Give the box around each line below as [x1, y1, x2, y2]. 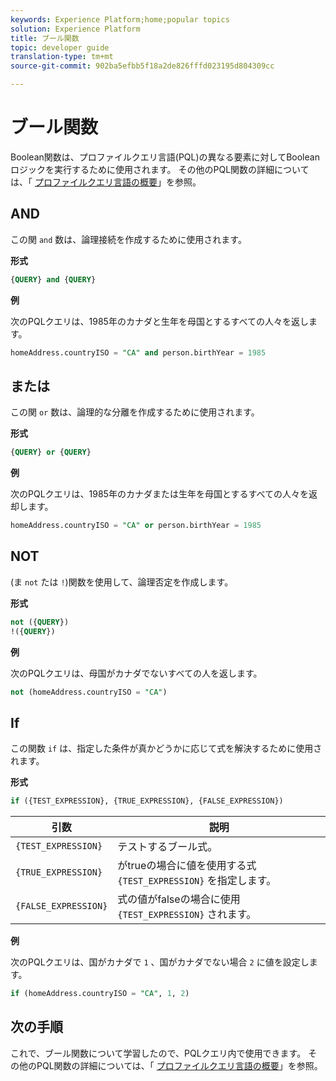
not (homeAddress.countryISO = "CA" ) [10, 687, 168, 697]
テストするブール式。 [117, 840, 218, 854]
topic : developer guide [10, 42, 110, 53]
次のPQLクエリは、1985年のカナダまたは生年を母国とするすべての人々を [10, 488, 309, 500]
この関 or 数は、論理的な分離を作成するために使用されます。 [10, 406, 260, 418]
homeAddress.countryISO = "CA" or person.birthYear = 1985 [10, 521, 262, 531]
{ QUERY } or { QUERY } [10, 447, 92, 458]
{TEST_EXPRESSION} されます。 [117, 907, 257, 921]
